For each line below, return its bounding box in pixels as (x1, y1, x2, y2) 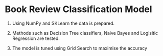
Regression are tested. (12, 35, 60, 41)
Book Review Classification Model (5, 4, 152, 15)
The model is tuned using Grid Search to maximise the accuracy (12, 45, 148, 51)
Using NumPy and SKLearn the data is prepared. (12, 20, 115, 26)
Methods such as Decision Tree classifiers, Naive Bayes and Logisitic (12, 30, 158, 36)
